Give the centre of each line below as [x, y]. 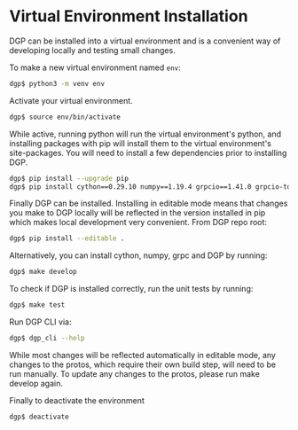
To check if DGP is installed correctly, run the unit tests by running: [131, 289]
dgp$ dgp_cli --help [47, 339]
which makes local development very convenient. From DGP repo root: [138, 223]
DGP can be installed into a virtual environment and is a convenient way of [145, 41]
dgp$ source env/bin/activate [65, 117]
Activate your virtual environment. [71, 100]
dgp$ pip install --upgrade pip [69, 178]
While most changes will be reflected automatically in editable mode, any [143, 355]
